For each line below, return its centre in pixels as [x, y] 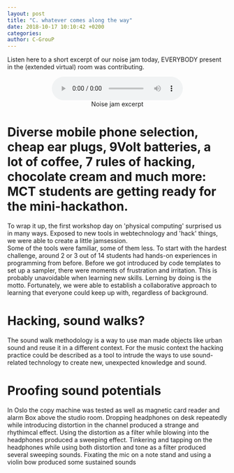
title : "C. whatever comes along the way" [70, 20]
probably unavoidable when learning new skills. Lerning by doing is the [109, 278]
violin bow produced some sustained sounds [72, 462]
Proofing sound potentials [85, 391]
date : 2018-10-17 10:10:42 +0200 [56, 27]
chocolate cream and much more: [107, 177]
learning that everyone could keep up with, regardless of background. [108, 293]
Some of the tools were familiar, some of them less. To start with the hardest [117, 248]
